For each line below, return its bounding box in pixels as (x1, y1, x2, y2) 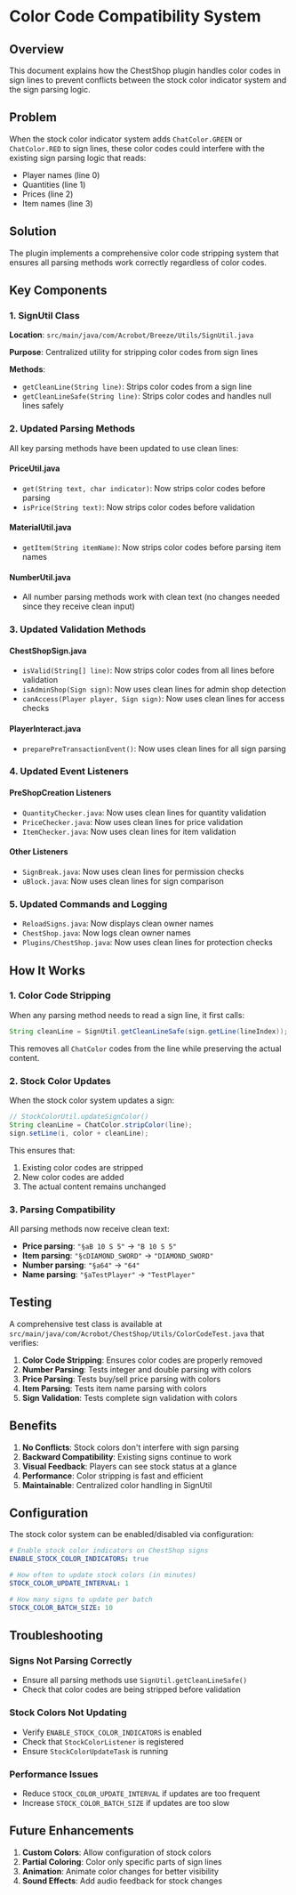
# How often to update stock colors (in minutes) (9, 1571, 197, 1580)
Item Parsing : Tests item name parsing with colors (21, 1382, 207, 1394)
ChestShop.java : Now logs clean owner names (21, 927, 191, 938)
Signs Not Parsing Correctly (9, 1654, 132, 1666)
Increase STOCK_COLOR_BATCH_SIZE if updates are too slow (21, 1797, 230, 1808)
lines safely (21, 401, 64, 411)
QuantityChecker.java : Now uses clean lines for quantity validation (21, 807, 267, 818)
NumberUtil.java (9, 571, 71, 582)
